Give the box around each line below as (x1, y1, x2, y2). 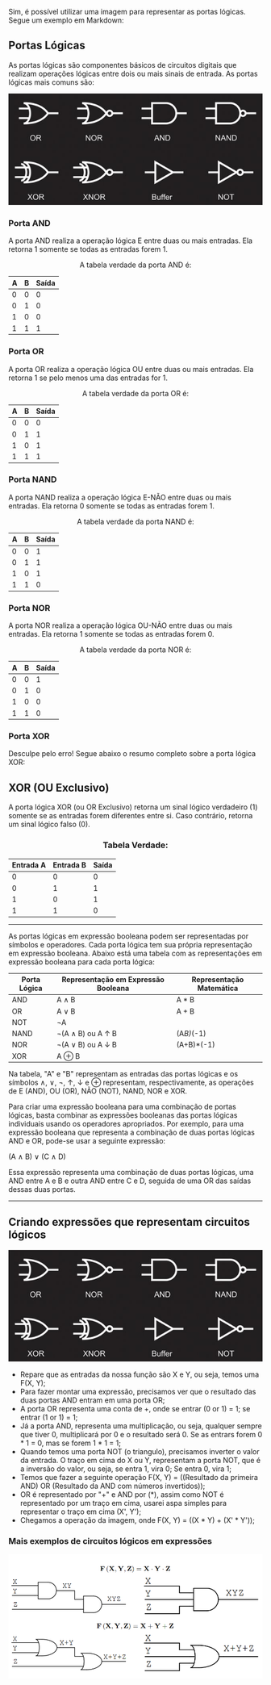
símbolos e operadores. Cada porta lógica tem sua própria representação (8, 939, 252, 949)
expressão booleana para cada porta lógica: (8, 956, 155, 967)
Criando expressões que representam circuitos (8, 1215, 250, 1229)
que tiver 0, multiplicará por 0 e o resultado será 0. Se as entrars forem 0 (19, 1429, 263, 1439)
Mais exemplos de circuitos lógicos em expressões (8, 1535, 212, 1546)
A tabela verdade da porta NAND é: (76, 516, 195, 526)
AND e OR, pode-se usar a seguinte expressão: (8, 1136, 166, 1145)
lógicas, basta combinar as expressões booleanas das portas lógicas (8, 1110, 238, 1120)
